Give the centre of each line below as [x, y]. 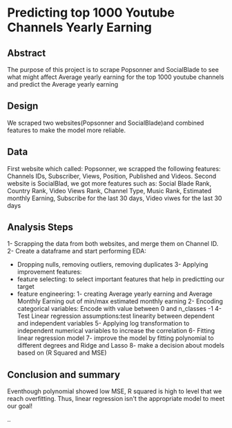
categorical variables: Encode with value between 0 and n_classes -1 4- [119, 309]
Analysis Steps [40, 228]
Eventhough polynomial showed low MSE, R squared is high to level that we [115, 391]
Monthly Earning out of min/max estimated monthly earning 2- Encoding [120, 301]
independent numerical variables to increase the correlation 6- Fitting [116, 331]
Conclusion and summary [64, 374]
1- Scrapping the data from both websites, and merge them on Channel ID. [113, 244]
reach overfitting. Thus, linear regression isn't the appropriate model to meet [116, 399]
